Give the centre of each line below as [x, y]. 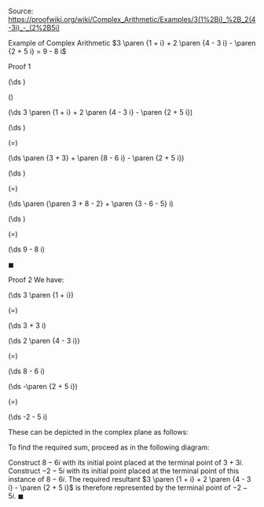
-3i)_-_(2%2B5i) [34, 28]
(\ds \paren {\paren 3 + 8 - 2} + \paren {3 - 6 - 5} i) [91, 204]
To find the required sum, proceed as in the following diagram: [109, 447]
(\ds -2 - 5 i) [28, 417]
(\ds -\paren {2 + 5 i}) [43, 387]
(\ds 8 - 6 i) [27, 371]
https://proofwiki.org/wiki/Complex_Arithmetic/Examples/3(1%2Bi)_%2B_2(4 [132, 20]
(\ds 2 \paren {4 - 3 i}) [44, 341]
